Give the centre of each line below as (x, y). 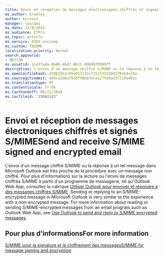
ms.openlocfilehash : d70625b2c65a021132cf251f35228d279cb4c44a (71, 74)
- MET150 (14, 60)
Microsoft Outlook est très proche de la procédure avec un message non (79, 171)
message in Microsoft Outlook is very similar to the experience (90, 197)
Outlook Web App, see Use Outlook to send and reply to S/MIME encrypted (81, 213)
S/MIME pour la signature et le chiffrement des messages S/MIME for (74, 245)
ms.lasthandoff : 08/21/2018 (34, 92)
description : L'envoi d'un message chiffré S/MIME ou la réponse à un (79, 69)
